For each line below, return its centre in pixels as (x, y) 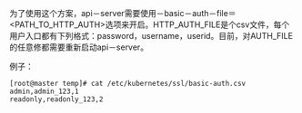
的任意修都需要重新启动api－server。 (79, 47)
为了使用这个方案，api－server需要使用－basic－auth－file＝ (123, 13)
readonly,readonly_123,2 (56, 99)
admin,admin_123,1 (44, 91)
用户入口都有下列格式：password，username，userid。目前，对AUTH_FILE (151, 36)
